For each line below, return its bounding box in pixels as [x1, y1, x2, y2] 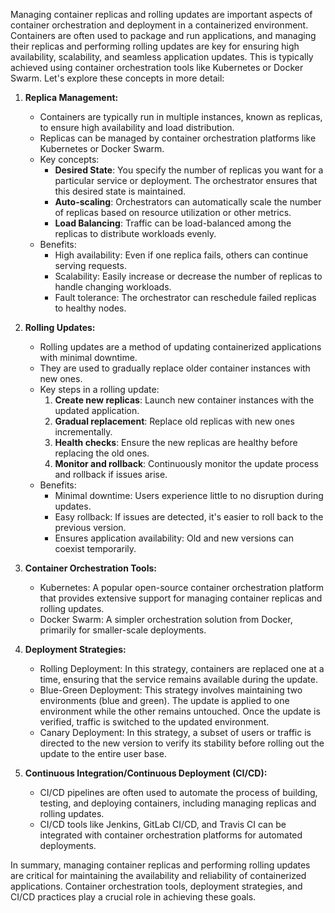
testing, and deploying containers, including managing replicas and [39, 797, 317, 809]
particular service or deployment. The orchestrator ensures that [54, 175, 318, 186]
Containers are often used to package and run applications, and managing [10, 30, 317, 41]
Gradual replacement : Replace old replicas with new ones [54, 415, 295, 427]
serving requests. [54, 260, 127, 271]
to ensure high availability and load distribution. [39, 122, 235, 133]
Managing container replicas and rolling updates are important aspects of [10, 9, 313, 20]
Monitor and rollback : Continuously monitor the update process [54, 458, 319, 469]
